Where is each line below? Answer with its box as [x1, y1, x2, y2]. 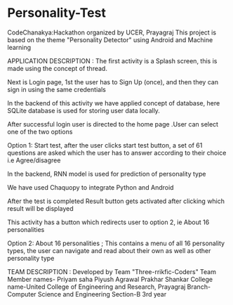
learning [7, 43, 32, 51]
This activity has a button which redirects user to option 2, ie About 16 [7, 218, 210, 226]
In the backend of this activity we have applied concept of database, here [7, 98, 220, 107]
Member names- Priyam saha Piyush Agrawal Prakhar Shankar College [7, 275, 213, 283]
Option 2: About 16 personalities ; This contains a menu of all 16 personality [7, 239, 225, 247]
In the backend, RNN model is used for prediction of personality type [7, 169, 206, 178]
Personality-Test [7, 5, 107, 21]
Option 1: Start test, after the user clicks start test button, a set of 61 [7, 141, 203, 149]
